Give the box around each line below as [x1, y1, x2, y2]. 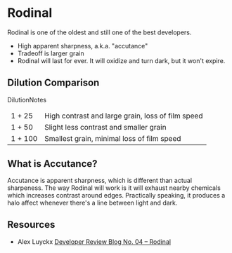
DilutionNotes [7, 95, 47, 104]
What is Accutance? [7, 158, 98, 170]
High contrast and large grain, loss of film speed [44, 111, 203, 121]
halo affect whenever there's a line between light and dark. [7, 198, 178, 207]
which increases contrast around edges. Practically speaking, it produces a [7, 191, 226, 200]
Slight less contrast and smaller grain [44, 123, 167, 132]
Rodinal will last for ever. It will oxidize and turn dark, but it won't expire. [17, 56, 226, 64]
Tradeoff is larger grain [17, 49, 84, 57]
